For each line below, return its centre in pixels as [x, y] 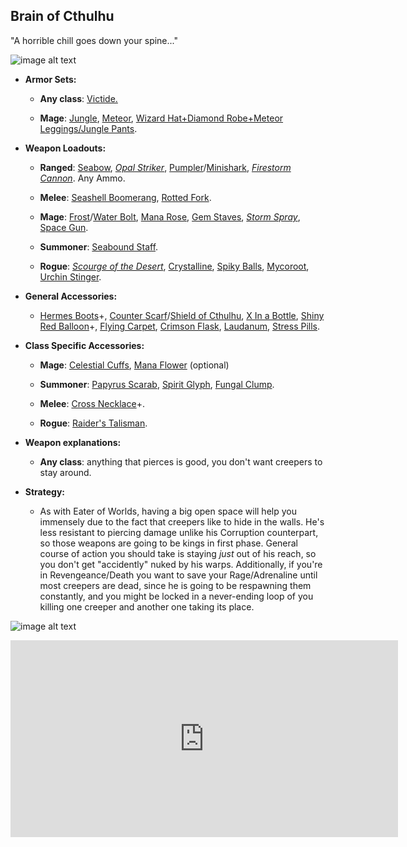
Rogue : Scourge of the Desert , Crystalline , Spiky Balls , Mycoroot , [174, 266]
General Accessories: [71, 296]
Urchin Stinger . [70, 276]
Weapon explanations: [73, 442]
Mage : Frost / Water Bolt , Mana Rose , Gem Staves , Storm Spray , [170, 216]
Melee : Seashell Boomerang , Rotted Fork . [125, 197]
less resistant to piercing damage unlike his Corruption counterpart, [179, 532]
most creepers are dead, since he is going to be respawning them [175, 585]
